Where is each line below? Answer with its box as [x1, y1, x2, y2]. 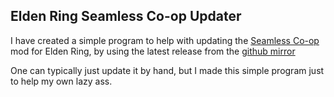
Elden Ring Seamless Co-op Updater [10, 8, 242, 25]
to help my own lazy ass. [10, 75, 113, 87]
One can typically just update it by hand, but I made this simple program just [10, 64, 325, 76]
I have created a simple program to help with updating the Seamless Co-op [10, 34, 320, 46]
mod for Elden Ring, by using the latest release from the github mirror [10, 45, 296, 57]
